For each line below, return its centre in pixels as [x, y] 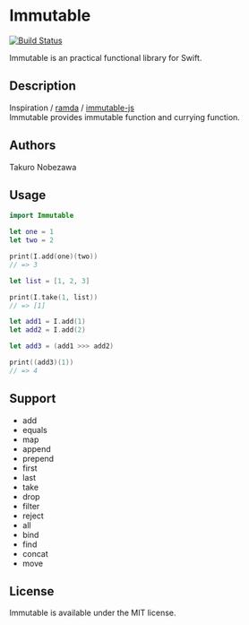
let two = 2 [31, 240]
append [36, 448]
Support [33, 399]
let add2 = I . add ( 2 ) [48, 330]
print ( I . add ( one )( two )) [54, 256]
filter [31, 506]
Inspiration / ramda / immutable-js [72, 108]
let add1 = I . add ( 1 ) [48, 322]
